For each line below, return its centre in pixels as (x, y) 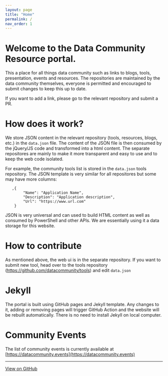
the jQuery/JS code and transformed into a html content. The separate (77, 148)
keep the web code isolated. (34, 159)
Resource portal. (40, 59)
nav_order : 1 (19, 24)
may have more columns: (31, 179)
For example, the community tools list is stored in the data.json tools (76, 169)
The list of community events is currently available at (59, 349)
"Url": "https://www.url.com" (54, 202)
